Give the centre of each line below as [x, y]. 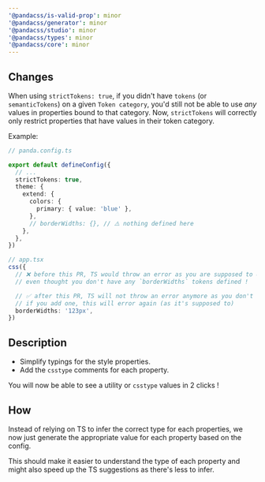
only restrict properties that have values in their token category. [111, 121]
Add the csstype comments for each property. [94, 370]
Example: [23, 136]
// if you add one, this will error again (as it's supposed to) [125, 303]
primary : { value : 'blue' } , [84, 209]
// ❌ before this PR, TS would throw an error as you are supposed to [134, 275]
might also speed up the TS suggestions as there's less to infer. [111, 469]
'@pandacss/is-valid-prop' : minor [65, 15]
